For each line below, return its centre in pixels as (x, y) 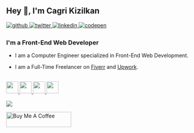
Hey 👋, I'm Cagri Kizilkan (53, 11)
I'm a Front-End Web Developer (53, 42)
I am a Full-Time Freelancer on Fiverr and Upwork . (76, 67)
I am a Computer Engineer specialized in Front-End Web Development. (101, 56)
